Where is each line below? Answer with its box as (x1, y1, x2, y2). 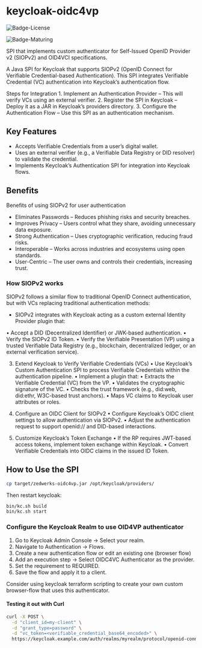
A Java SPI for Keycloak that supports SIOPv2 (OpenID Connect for (6, 65, 173, 73)
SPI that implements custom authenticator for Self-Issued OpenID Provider (6, 47, 191, 55)
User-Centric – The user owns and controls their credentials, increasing (14, 258, 192, 265)
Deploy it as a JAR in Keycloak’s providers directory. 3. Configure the (6, 102, 177, 110)
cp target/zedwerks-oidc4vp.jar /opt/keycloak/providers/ (6, 480, 155, 487)
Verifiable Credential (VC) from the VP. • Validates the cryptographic (14, 379, 185, 386)
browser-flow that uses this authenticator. (6, 587, 110, 594)
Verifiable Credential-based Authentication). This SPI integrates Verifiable (6, 72, 189, 79)
